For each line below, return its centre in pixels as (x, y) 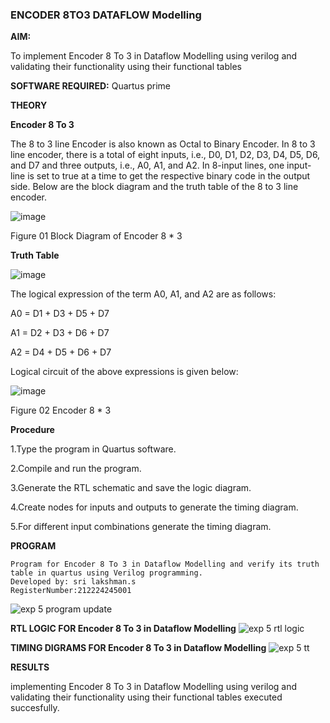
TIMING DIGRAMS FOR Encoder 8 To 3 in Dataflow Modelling (138, 648)
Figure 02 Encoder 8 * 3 (61, 410)
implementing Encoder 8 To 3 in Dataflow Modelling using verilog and (154, 687)
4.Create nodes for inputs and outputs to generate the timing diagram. (154, 507)
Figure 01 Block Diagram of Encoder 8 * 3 (96, 236)
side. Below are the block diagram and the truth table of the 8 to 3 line (154, 187)
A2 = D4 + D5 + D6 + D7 (61, 352)
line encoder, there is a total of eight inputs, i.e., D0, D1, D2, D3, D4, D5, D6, (165, 155)
